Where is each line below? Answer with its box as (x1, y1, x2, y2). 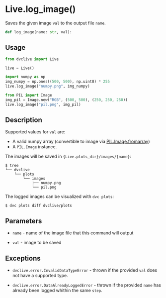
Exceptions (5, 254, 41, 262)
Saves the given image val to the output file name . (5, 20, 106, 26)
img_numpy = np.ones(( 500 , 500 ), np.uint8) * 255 (5, 79, 110, 84)
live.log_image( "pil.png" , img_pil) (5, 102, 81, 107)
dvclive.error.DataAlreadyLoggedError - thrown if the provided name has (12, 282, 162, 288)
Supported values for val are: (5, 129, 66, 135)
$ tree (5, 163, 19, 168)
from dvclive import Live (5, 56, 59, 62)
